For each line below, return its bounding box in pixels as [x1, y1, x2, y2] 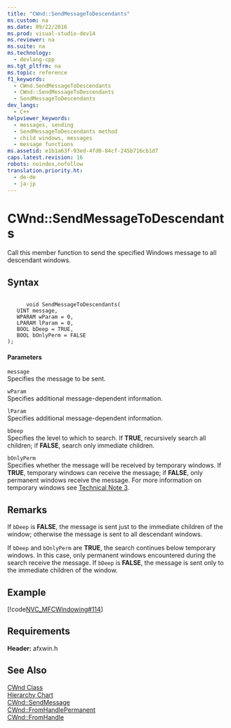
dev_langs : [7, 102, 39, 109]
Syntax [7, 276, 39, 288]
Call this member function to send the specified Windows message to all [7, 249, 217, 257]
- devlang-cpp [13, 56, 55, 63]
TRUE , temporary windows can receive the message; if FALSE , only [7, 469, 204, 477]
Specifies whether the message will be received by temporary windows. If [7, 461, 222, 469]
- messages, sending [13, 121, 74, 129]
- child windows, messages [13, 134, 93, 141]
